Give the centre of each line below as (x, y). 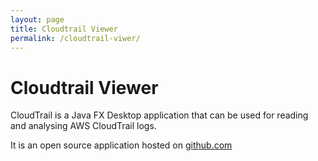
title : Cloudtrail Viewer (64, 29)
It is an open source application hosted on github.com (121, 145)
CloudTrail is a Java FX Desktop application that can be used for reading (159, 115)
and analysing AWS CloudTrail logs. (83, 126)
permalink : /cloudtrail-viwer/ (75, 38)
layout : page (37, 19)
